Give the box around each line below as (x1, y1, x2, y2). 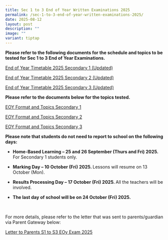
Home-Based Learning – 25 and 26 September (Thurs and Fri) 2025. (12, 148, 158, 154)
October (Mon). (12, 169, 45, 175)
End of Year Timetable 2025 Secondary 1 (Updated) (5, 64, 113, 71)
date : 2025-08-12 (5, 17, 42, 22)
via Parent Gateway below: (5, 219, 61, 225)
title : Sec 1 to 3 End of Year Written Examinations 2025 (5, 7, 130, 13)
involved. (12, 184, 32, 190)
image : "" (5, 31, 26, 36)
